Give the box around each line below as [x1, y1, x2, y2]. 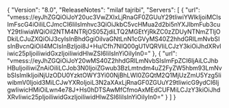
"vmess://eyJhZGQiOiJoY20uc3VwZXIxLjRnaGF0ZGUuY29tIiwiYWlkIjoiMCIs [7, 13, 221, 21]
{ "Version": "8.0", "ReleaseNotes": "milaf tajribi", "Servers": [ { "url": [7, 6, 200, 14]
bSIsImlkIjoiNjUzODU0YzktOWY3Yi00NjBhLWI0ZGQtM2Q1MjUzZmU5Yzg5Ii [7, 71, 222, 79]
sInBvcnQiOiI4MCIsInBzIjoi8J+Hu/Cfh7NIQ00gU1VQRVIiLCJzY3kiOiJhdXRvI [7, 42, 221, 50]
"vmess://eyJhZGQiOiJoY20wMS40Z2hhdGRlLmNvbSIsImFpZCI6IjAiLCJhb [7, 57, 219, 64]
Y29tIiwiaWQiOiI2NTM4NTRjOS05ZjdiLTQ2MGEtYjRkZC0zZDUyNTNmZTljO [7, 27, 221, 36]
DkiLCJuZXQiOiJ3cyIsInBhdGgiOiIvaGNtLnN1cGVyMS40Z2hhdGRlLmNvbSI [7, 35, 220, 43]
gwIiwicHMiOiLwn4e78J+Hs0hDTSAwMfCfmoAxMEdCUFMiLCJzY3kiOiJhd [7, 85, 221, 94]
